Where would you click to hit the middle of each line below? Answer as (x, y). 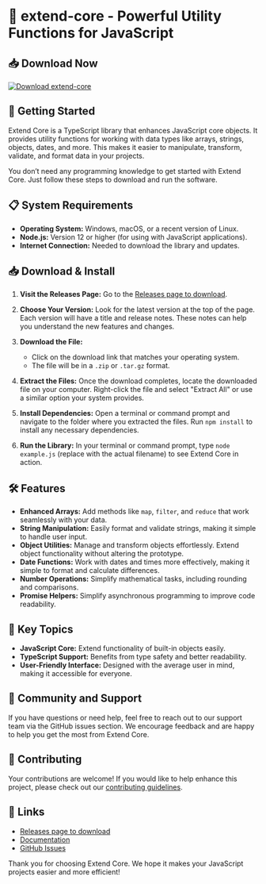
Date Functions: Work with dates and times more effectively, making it (135, 562)
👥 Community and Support (75, 699)
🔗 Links (27, 812)
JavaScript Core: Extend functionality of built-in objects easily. (122, 648)
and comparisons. (49, 587)
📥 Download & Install (62, 272)
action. (31, 463)
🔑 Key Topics (41, 629)
